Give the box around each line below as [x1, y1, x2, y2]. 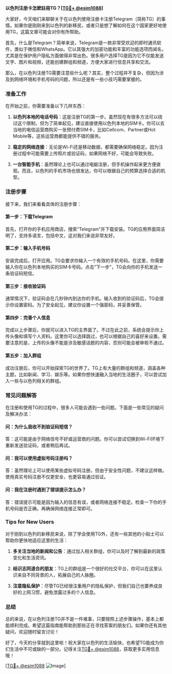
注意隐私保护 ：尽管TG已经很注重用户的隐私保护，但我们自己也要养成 [12, 583, 158, 589]
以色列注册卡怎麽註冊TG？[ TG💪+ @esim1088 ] [5, 5, 103, 11]
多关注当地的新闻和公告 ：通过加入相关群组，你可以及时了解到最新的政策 [12, 548, 165, 554]
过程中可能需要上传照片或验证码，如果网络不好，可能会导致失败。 [17, 150, 157, 157]
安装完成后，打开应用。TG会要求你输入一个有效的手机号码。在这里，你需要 [5, 258, 164, 263]
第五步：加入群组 [5, 353, 41, 358]
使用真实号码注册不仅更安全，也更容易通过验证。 [5, 474, 109, 480]
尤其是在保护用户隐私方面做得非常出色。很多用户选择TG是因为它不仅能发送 [5, 52, 164, 59]
